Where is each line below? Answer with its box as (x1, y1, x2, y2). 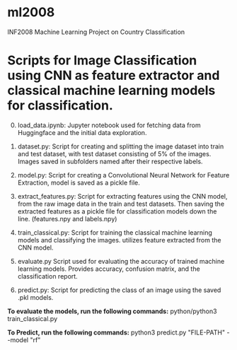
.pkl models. (17, 293, 54, 301)
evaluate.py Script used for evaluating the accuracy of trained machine (17, 257, 225, 265)
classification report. (17, 272, 78, 280)
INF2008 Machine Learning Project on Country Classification (7, 28, 185, 36)
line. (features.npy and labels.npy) (17, 214, 117, 223)
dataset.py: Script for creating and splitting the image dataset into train (17, 142, 224, 151)
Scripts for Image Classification (7, 52, 197, 69)
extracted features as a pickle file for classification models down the (17, 206, 217, 216)
